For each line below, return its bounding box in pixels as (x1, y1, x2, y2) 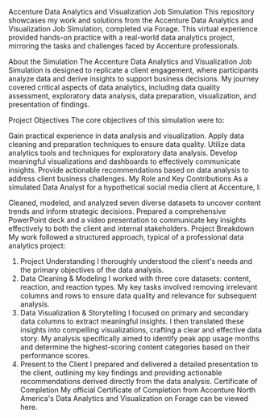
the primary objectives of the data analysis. (19, 265, 164, 274)
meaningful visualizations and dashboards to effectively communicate (8, 157, 241, 166)
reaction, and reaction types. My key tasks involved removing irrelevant (19, 282, 258, 291)
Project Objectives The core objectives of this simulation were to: (8, 115, 225, 124)
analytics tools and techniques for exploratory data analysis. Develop (8, 148, 238, 157)
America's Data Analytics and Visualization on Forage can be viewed (19, 394, 248, 403)
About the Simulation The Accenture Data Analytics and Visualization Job (8, 56, 252, 66)
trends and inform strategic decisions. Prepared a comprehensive (8, 207, 226, 216)
